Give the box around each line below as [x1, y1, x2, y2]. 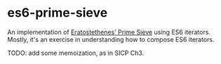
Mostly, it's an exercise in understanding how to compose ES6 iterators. [7, 35, 215, 43]
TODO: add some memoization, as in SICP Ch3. [7, 49, 145, 57]
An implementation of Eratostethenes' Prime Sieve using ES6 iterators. [7, 28, 210, 36]
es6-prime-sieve [7, 5, 108, 21]
